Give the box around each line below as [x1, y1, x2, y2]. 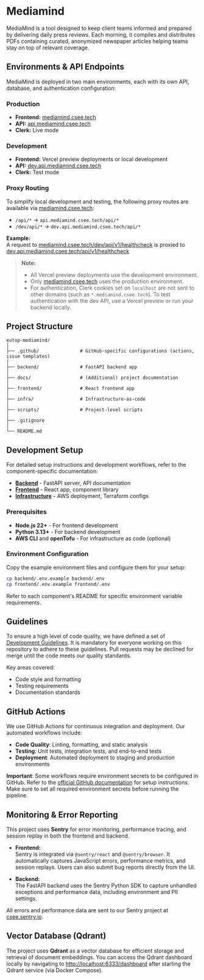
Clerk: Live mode [15, 126, 59, 134]
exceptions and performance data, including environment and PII [15, 888, 178, 896]
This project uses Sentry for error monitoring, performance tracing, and [6, 826, 187, 833]
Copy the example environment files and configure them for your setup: [6, 563, 186, 571]
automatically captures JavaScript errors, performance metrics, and [15, 857, 186, 865]
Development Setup [6, 445, 83, 455]
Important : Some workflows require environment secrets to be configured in [6, 772, 199, 780]
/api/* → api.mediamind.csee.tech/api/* [15, 216, 119, 224]
